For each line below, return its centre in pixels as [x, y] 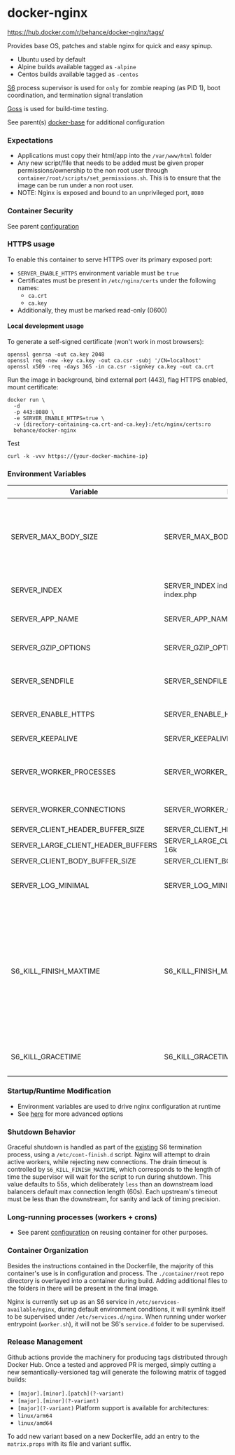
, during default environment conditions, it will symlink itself [140, 1309]
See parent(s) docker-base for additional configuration [86, 122]
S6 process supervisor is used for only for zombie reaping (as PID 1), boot [114, 87]
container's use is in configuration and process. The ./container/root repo [116, 1273]
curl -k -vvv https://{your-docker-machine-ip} [78, 457]
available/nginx [31, 1310]
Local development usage [45, 326]
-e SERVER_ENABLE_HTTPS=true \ [59, 418]
